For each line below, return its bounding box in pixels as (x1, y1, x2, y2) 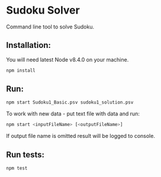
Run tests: (6, 149, 44, 160)
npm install (6, 67, 36, 73)
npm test (6, 165, 28, 171)
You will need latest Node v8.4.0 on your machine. (6, 56, 129, 63)
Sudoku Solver (6, 4, 80, 17)
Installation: (6, 40, 51, 50)
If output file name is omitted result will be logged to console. (6, 133, 156, 140)
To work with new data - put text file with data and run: (6, 110, 140, 117)
